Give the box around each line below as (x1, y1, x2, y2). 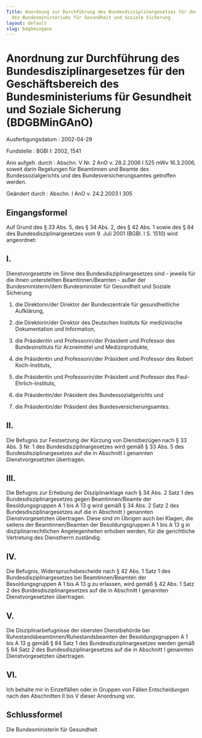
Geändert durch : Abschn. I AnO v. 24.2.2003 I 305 (6, 190, 133, 197)
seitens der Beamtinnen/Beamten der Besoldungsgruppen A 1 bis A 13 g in (6, 521, 191, 529)
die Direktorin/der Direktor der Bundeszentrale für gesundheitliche (14, 301, 180, 308)
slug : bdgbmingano (6, 25, 52, 32)
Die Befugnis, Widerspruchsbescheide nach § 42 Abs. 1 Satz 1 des (6, 568, 171, 575)
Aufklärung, (14, 307, 44, 314)
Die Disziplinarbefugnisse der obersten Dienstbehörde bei (6, 627, 150, 634)
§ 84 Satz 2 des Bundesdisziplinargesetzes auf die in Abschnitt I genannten (6, 646, 194, 654)
